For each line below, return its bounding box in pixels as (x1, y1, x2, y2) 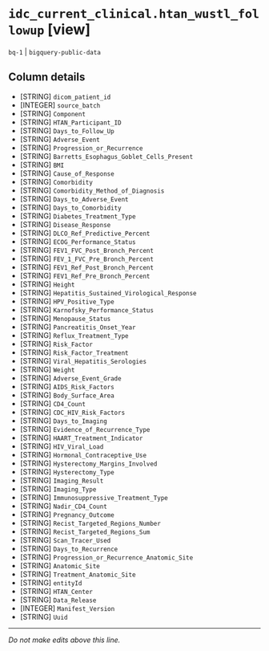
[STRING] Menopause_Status (19, 313, 111, 323)
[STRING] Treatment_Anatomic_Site (19, 569, 136, 579)
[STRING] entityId (19, 577, 82, 588)
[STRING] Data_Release (19, 595, 97, 604)
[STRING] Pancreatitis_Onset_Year (19, 322, 136, 332)
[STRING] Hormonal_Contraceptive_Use (19, 450, 147, 459)
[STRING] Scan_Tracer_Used (19, 535, 111, 544)
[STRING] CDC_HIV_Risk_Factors (19, 407, 126, 417)
